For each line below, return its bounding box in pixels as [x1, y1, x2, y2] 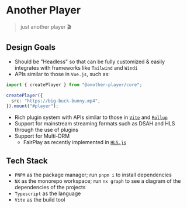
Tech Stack [6, 156, 48, 166]
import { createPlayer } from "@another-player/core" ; [6, 81, 143, 88]
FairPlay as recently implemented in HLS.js [23, 139, 127, 146]
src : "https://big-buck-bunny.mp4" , [11, 98, 101, 104]
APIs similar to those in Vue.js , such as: [14, 70, 110, 77]
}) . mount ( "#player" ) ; [6, 103, 59, 109]
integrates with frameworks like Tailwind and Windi [14, 64, 138, 71]
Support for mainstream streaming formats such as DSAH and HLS [14, 120, 175, 127]
